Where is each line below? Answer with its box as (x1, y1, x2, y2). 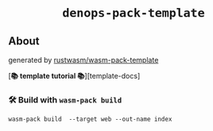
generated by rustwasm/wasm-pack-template (8, 56, 159, 64)
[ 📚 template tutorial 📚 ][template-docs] (8, 71, 141, 80)
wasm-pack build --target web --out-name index (8, 115, 172, 124)
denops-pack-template (62, 6, 205, 21)
